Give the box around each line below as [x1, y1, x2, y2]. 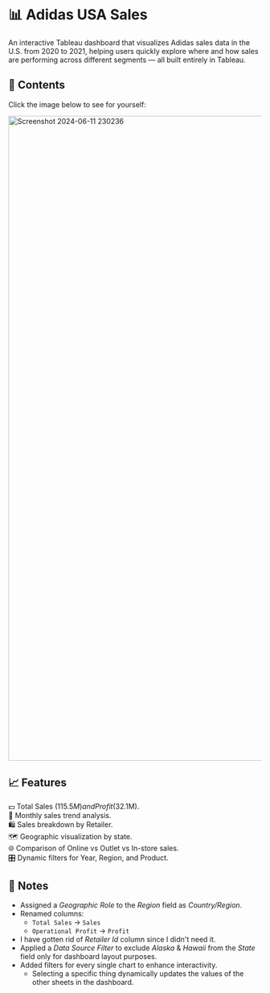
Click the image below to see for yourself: [8, 99, 146, 109]
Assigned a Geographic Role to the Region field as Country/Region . [19, 900, 243, 910]
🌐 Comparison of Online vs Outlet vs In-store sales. [8, 843, 179, 853]
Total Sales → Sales [31, 917, 101, 927]
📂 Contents [8, 78, 66, 92]
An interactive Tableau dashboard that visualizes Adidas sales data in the [8, 37, 251, 48]
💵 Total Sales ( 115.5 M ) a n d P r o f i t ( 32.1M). [8, 801, 140, 811]
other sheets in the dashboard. [31, 978, 134, 987]
